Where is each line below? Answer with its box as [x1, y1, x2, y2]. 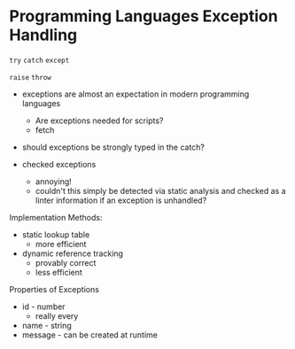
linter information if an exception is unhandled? [35, 195, 207, 206]
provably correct [35, 257, 97, 268]
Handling [9, 25, 78, 45]
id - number [21, 301, 66, 312]
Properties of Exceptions [9, 283, 100, 294]
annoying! [35, 175, 73, 187]
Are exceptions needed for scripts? [35, 115, 164, 126]
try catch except [9, 56, 70, 65]
